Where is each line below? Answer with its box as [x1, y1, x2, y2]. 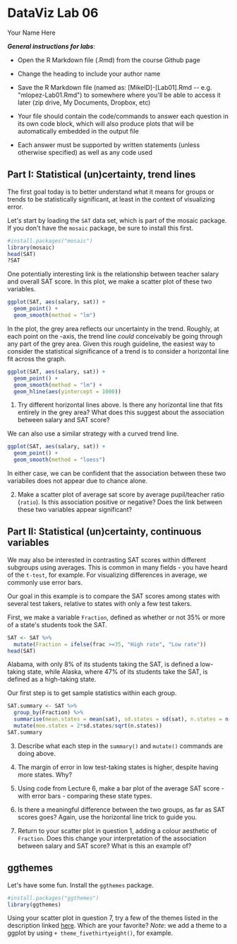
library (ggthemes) [7, 901, 61, 908]
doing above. [17, 749, 56, 757]
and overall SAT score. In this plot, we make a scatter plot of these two [7, 277, 212, 286]
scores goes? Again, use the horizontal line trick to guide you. [17, 812, 197, 821]
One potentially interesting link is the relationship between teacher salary [7, 270, 219, 279]
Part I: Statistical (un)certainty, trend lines [7, 168, 196, 181]
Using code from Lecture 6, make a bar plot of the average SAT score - [17, 783, 224, 793]
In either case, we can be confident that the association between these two [7, 469, 226, 477]
